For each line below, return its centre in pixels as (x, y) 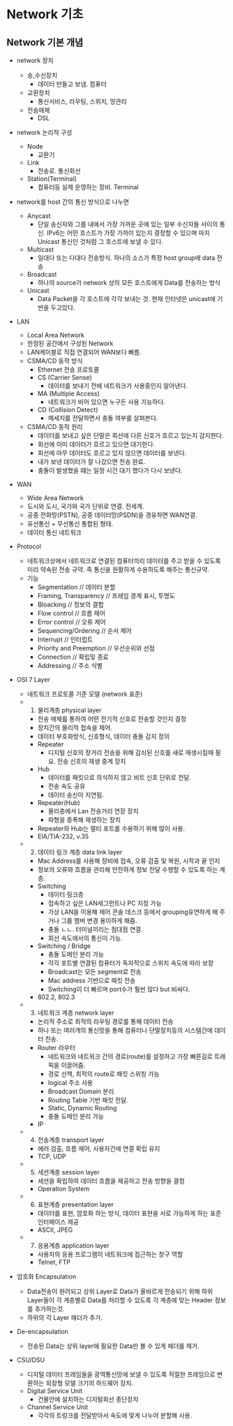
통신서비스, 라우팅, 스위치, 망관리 (82, 101)
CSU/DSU (31, 1360)
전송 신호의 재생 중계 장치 (92, 761)
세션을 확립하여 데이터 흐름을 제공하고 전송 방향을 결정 (111, 1181)
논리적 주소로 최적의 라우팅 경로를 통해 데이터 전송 (105, 1021)
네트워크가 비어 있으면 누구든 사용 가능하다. (106, 402)
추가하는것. (50, 1309)
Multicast (40, 249)
